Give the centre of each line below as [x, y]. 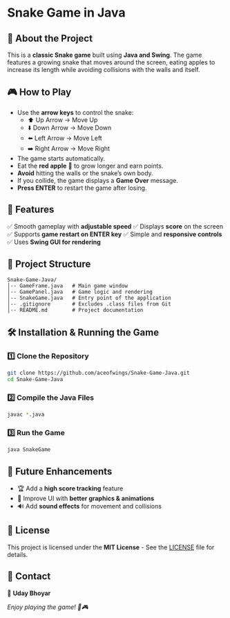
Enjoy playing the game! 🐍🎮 [48, 607]
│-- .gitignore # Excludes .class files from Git [89, 304]
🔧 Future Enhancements [60, 471]
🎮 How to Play [39, 92]
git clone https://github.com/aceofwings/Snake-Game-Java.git [98, 373]
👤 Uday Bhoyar [29, 593]
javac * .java [26, 415]
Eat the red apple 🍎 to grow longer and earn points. [90, 166]
